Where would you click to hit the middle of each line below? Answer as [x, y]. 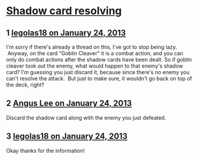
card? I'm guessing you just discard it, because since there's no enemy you [98, 72]
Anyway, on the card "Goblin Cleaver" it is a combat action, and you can [95, 53]
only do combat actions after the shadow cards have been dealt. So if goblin [99, 60]
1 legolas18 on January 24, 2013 [66, 33]
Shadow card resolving [64, 11]
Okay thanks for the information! [46, 151]
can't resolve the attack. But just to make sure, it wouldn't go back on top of [99, 79]
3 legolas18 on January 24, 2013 [67, 137]
